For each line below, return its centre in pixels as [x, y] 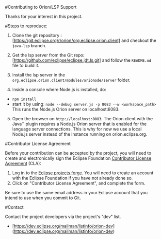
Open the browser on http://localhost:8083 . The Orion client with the [82, 119]
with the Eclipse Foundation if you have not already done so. [72, 178]
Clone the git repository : [37, 35]
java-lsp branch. [29, 46]
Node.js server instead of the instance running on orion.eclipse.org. [80, 134]
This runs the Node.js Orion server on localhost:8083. [66, 109]
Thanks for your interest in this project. [44, 16]
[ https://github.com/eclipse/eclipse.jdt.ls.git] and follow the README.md [81, 60]
